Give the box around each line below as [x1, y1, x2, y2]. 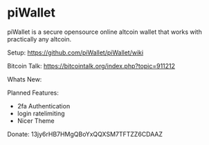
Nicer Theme [17, 116, 55, 125]
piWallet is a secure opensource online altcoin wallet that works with [7, 28, 202, 36]
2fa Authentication [17, 101, 71, 110]
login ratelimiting [17, 109, 65, 117]
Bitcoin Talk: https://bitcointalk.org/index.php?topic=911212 [7, 61, 175, 70]
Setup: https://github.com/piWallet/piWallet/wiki [7, 48, 144, 57]
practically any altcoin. [7, 35, 72, 43]
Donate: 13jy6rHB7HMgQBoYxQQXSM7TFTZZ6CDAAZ [7, 130, 163, 138]
